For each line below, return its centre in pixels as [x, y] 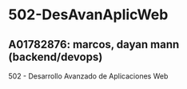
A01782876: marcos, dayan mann [94, 44]
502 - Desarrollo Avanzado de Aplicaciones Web [88, 76]
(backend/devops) [56, 57]
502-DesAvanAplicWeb [88, 15]
